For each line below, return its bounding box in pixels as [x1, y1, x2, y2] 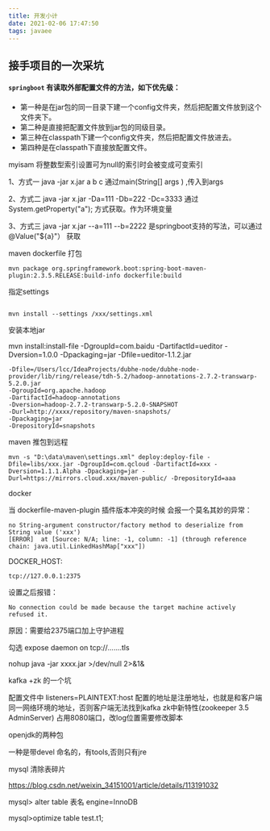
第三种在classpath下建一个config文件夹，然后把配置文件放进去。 [19, 132, 236, 142]
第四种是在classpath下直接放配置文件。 [19, 142, 152, 152]
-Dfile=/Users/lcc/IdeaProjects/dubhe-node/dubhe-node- [8, 365, 200, 374]
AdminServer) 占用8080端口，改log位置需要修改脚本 [8, 712, 184, 722]
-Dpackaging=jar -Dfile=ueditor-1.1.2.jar [60, 349, 192, 359]
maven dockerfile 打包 [8, 248, 82, 258]
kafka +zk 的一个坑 [8, 675, 72, 685]
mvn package [8, 264, 48, 273]
